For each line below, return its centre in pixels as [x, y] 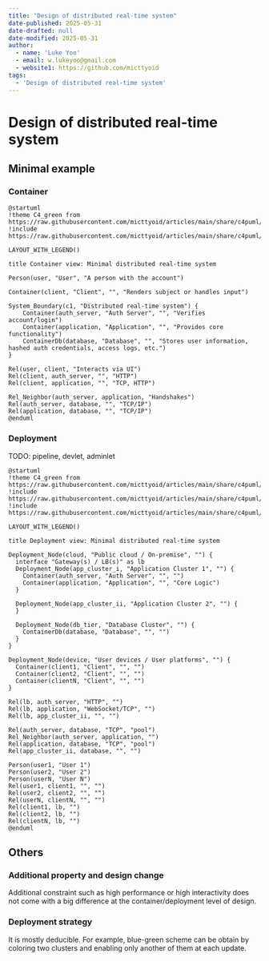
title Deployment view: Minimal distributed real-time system [114, 541]
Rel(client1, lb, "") [44, 807]
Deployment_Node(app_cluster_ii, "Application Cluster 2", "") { [127, 604]
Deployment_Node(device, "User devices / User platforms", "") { [119, 660]
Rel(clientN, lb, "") [44, 821]
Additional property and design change [86, 875]
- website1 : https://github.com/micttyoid [87, 68]
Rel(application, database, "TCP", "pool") [82, 744]
